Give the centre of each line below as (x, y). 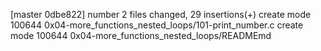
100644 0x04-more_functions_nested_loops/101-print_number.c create (157, 25)
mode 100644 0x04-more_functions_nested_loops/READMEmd (141, 35)
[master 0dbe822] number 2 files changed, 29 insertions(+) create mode (161, 14)
